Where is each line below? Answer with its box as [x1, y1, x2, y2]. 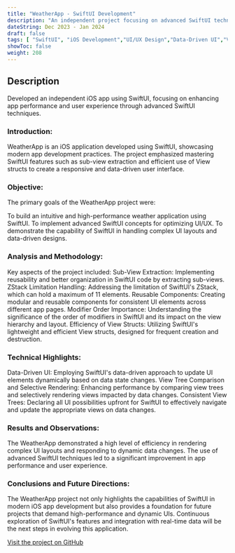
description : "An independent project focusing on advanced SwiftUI [7, 17, 211, 24]
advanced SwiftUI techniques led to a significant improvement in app [7, 454, 206, 462]
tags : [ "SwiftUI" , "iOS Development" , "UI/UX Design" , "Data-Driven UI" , [7, 36, 224, 44]
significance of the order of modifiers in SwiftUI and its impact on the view [7, 312, 222, 321]
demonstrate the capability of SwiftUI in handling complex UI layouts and [7, 227, 218, 235]
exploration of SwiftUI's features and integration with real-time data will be [7, 517, 222, 526]
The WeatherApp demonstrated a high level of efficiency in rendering [7, 439, 207, 448]
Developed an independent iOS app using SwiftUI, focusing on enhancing [7, 94, 219, 102]
